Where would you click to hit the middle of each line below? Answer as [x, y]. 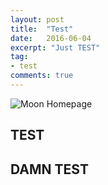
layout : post [37, 19]
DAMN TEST [49, 169]
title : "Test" [42, 29]
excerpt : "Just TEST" [55, 47]
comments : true [42, 76]
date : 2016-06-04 [51, 38]
